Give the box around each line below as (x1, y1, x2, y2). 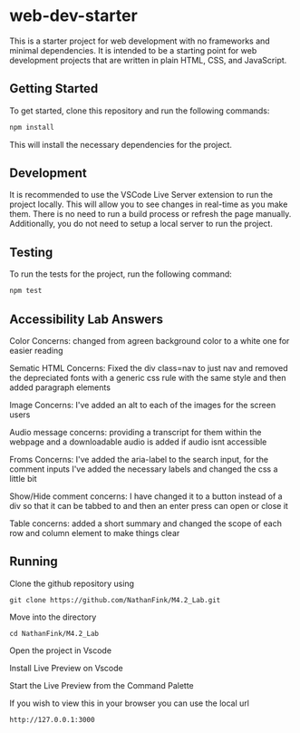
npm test (9, 287, 43, 296)
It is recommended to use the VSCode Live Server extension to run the (9, 190, 274, 200)
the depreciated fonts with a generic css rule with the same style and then (9, 372, 286, 383)
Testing (9, 244, 53, 259)
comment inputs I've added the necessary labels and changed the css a (9, 464, 278, 474)
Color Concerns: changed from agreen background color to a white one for (9, 335, 290, 346)
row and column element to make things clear (9, 527, 180, 538)
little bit (9, 473, 37, 484)
